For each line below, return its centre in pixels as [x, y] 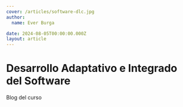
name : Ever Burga [33, 23]
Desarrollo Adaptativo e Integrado [92, 68]
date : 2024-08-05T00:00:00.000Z [46, 33]
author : [16, 17]
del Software [38, 81]
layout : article [26, 39]
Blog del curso [24, 97]
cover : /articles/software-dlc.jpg [50, 12]
